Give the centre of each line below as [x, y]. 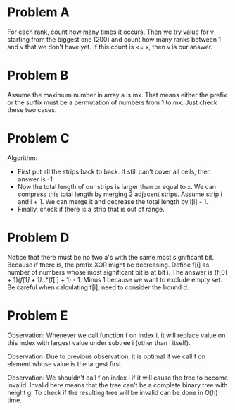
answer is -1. [36, 179]
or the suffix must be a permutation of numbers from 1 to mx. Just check [112, 102]
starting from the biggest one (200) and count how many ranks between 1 [114, 39]
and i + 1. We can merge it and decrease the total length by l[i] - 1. [113, 201]
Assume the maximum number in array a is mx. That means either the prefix [117, 95]
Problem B [38, 76]
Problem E [38, 315]
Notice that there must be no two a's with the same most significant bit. [111, 257]
